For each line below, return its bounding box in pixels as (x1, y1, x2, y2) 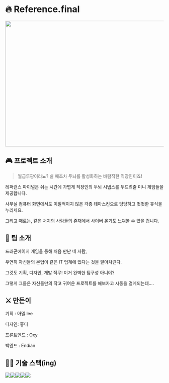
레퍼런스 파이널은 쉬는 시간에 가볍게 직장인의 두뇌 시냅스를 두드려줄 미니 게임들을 (5, 183, 164, 189)
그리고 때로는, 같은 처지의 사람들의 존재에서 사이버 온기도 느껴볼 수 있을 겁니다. (5, 218, 159, 224)
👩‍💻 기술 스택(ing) (5, 358, 57, 367)
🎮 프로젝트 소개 (5, 157, 52, 165)
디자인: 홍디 (5, 321, 29, 327)
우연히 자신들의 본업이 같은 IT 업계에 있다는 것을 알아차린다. (5, 259, 122, 265)
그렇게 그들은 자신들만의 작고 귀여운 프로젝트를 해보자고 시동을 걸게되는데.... (5, 280, 154, 286)
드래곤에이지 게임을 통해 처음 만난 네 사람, (5, 248, 87, 254)
